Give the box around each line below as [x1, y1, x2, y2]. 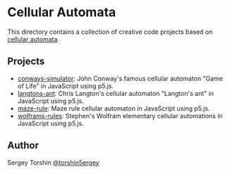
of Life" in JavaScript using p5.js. [17, 82, 114, 90]
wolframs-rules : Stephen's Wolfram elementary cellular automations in [17, 111, 224, 120]
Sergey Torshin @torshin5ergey [7, 158, 100, 166]
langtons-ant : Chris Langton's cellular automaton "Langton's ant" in [17, 89, 214, 97]
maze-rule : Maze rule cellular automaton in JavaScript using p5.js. [17, 104, 210, 113]
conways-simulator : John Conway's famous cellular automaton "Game [17, 74, 224, 82]
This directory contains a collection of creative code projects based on [7, 27, 213, 36]
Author [7, 139, 39, 151]
